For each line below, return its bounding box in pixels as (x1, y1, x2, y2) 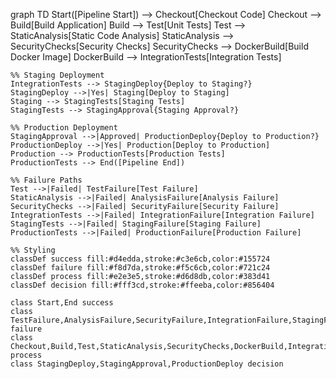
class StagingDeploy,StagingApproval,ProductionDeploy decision (10, 359, 284, 369)
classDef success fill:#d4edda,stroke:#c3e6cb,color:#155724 (10, 254, 271, 264)
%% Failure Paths (10, 175, 83, 185)
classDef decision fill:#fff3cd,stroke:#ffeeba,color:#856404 (10, 280, 275, 290)
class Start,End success (10, 298, 114, 308)
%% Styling (10, 245, 56, 255)
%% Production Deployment (10, 123, 118, 133)
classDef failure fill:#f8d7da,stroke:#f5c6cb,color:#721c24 (10, 263, 271, 273)
